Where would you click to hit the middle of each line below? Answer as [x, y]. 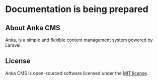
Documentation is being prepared [77, 9]
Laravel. [13, 45]
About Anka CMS [33, 28]
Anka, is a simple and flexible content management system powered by [79, 40]
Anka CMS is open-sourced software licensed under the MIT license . [77, 73]
